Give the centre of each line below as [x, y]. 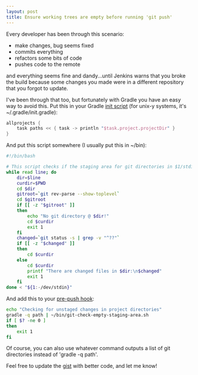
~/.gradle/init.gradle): [32, 112]
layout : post [22, 12]
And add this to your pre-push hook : [50, 299]
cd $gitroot [31, 200]
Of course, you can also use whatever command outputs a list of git [88, 348]
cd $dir [26, 189]
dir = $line [29, 178]
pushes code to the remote [47, 64]
